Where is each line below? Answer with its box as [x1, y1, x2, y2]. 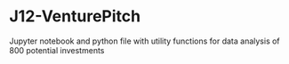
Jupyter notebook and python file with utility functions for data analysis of [9, 36, 280, 46]
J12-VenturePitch [9, 6, 140, 27]
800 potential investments [9, 44, 105, 55]
